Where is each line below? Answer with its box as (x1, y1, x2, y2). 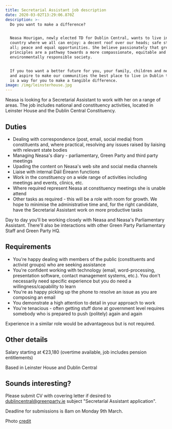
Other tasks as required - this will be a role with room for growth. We (12, 196, 158, 202)
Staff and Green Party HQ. (5, 228, 60, 234)
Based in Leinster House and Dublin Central (5, 364, 97, 371)
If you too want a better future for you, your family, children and (10, 68, 161, 73)
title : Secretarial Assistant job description (5, 7, 106, 13)
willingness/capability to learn (12, 283, 76, 290)
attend (12, 190, 27, 196)
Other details (5, 335, 48, 344)
